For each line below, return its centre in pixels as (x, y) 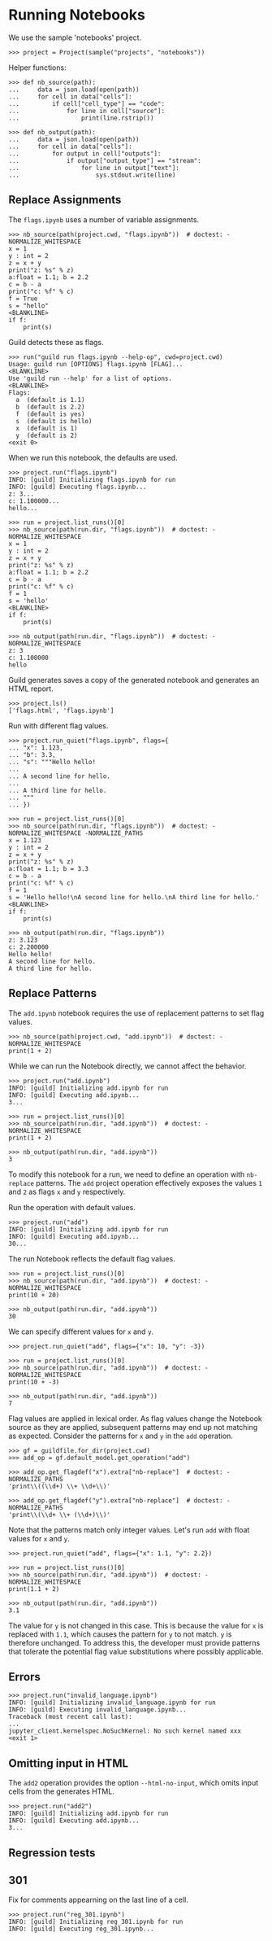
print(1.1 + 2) (34, 1589)
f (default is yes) (50, 414)
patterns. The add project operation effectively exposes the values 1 (149, 1183)
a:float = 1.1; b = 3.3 (49, 868)
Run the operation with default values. (72, 1207)
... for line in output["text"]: (94, 168)
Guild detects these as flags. (56, 342)
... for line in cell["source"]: (86, 111)
